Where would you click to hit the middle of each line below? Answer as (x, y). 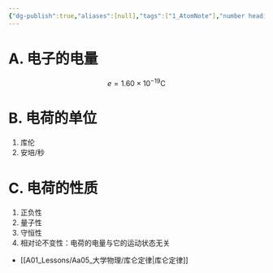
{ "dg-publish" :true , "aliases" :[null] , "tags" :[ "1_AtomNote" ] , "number (127, 16)
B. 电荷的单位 (53, 118)
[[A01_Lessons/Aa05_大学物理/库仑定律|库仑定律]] (104, 260)
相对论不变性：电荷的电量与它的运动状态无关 (95, 243)
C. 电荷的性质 (53, 188)
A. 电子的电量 (54, 58)
